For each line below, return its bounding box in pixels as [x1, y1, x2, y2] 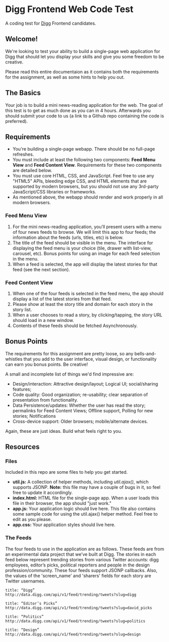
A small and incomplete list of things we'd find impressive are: [5, 371, 134, 377]
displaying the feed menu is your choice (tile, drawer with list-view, [12, 245, 152, 251]
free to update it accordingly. [12, 490, 73, 496]
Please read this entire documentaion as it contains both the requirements [5, 69, 159, 75]
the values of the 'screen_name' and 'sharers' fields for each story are [5, 572, 151, 579]
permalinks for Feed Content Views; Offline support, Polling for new [12, 407, 153, 414]
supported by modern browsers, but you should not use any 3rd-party [12, 183, 159, 189]
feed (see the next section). [12, 266, 70, 273]
